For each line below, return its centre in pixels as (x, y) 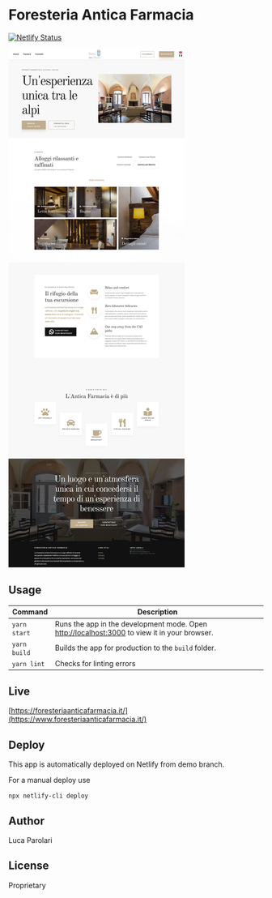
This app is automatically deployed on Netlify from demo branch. (117, 764)
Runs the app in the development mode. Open (131, 624)
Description (157, 612)
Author (26, 821)
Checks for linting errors (95, 663)
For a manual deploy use (49, 780)
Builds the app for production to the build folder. (136, 648)
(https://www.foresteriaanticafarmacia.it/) (78, 720)
